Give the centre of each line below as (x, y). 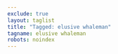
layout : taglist (31, 20)
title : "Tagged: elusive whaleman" (59, 27)
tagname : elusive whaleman (47, 33)
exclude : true (28, 14)
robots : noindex (31, 40)
